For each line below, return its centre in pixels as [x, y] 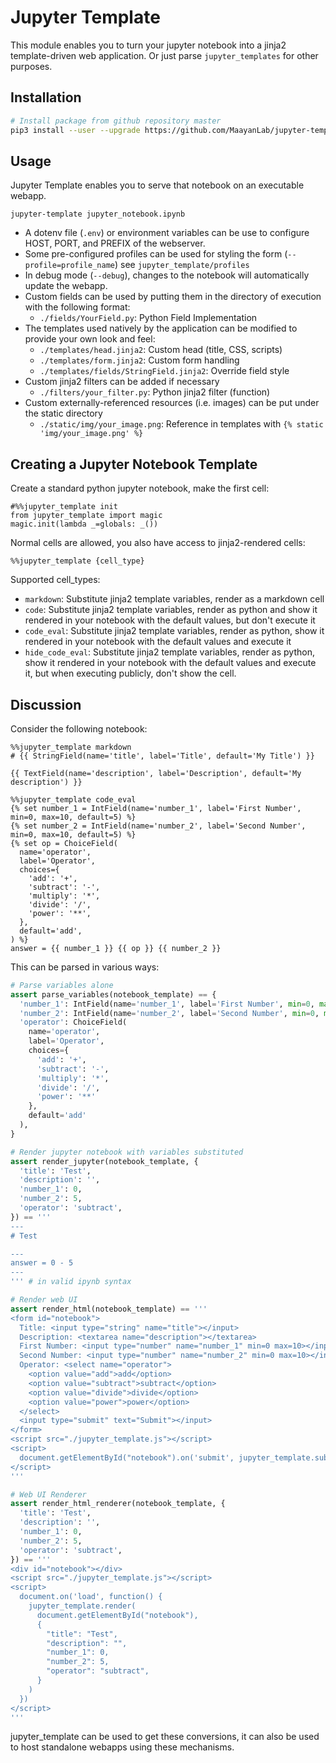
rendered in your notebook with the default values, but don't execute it [170, 620]
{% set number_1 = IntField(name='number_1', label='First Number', [156, 808]
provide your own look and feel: [90, 339]
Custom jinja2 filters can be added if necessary [122, 382]
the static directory [63, 413]
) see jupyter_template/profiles [182, 265]
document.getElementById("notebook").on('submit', [127, 1457]
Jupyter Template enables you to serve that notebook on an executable [157, 185]
